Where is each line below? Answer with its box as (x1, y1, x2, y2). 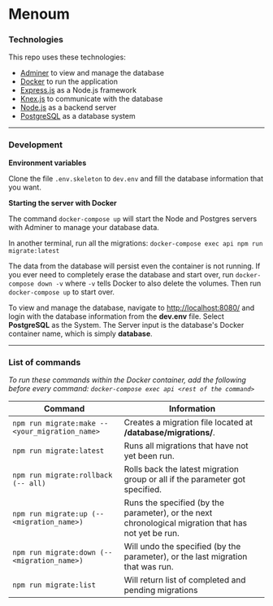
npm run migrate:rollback (12, 471, 113, 480)
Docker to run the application (19, 76, 118, 86)
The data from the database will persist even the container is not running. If (8, 261, 261, 271)
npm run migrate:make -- (12, 419, 109, 428)
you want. (8, 182, 42, 192)
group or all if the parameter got (123, 473, 246, 485)
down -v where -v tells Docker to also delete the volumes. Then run (37, 278, 262, 288)
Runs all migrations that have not (123, 440, 249, 451)
